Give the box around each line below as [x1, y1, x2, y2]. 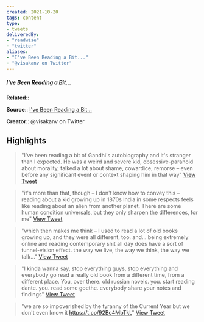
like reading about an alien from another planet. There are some [21, 202, 181, 210]
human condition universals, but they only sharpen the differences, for [21, 209, 198, 216]
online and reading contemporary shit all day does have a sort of [21, 240, 184, 248]
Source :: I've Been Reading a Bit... [6, 106, 93, 113]
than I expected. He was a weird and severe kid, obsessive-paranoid [21, 158, 194, 165]
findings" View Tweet [21, 291, 75, 298]
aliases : [6, 49, 29, 55]
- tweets [6, 26, 29, 32]
